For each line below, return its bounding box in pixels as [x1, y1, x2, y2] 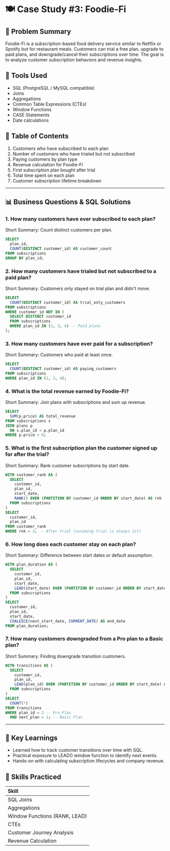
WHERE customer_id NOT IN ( [5, 309, 65, 314]
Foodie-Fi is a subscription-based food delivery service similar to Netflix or [5, 41, 161, 47]
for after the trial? [5, 451, 50, 458]
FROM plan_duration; [5, 623, 49, 628]
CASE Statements [12, 112, 50, 118]
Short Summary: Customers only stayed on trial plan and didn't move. [5, 285, 150, 291]
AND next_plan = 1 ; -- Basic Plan [10, 715, 82, 720]
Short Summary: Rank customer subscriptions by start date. [5, 462, 130, 468]
